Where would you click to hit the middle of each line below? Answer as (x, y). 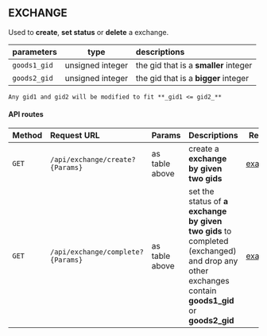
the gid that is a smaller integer (194, 65)
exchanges (209, 281)
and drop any (213, 261)
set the (201, 191)
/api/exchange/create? (93, 160)
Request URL (75, 136)
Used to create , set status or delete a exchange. (89, 32)
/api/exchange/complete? (97, 252)
